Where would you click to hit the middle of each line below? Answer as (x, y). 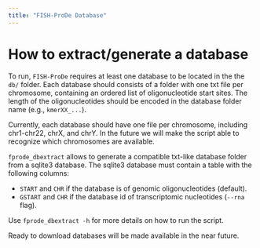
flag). (28, 205)
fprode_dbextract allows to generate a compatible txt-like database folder (128, 156)
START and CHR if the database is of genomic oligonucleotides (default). (133, 188)
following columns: (38, 173)
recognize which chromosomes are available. (81, 141)
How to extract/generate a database (128, 54)
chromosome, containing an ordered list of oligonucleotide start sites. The (128, 93)
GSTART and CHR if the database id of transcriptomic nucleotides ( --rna (132, 196)
